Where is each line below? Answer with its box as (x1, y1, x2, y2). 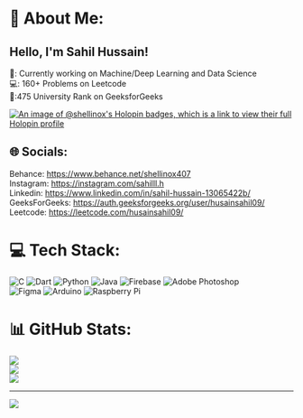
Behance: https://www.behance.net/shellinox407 (9, 168, 191, 179)
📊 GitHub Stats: (9, 319, 133, 339)
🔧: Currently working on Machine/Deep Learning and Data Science (9, 68, 257, 79)
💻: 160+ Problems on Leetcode (9, 79, 127, 88)
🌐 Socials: (9, 144, 69, 160)
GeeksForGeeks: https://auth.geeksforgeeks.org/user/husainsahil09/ (9, 197, 265, 208)
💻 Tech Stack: (9, 240, 121, 260)
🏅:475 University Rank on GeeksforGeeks (9, 91, 164, 102)
